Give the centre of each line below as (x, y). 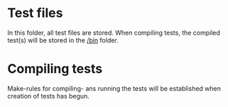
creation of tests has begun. (49, 96)
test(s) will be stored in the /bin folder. (63, 40)
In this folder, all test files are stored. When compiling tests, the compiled (114, 33)
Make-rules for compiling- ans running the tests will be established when (114, 88)
